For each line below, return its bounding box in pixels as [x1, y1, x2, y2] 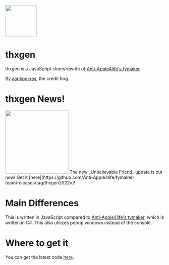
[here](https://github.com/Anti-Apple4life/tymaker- [28, 174, 135, 180]
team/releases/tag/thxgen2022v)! [5, 179, 76, 185]
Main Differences [5, 198, 79, 209]
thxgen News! [5, 93, 65, 105]
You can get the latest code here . [5, 254, 74, 260]
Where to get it [5, 238, 69, 249]
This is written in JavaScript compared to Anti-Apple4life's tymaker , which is [5, 214, 164, 220]
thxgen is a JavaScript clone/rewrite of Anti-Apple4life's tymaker [5, 65, 140, 71]
